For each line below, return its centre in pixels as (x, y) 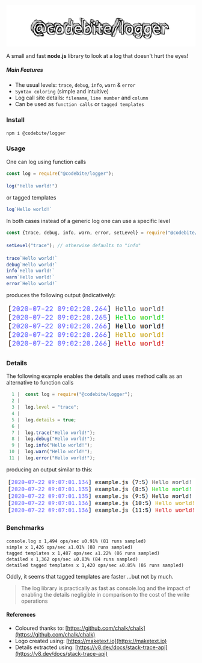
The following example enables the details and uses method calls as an (94, 376)
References (21, 615)
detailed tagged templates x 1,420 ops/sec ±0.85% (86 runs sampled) (95, 565)
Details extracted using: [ (46, 647)
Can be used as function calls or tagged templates (79, 104)
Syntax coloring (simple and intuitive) (62, 92)
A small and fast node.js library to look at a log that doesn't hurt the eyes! (97, 56)
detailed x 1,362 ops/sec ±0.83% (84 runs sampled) (72, 559)
